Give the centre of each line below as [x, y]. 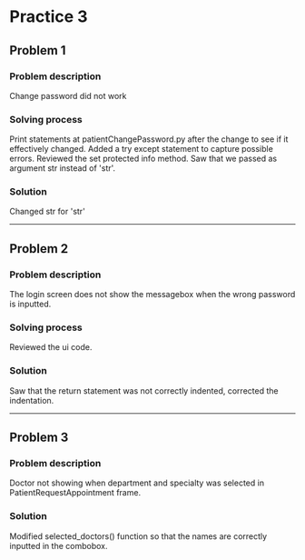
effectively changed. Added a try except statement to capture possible [142, 149]
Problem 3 [39, 438]
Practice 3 [49, 17]
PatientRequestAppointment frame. [75, 493]
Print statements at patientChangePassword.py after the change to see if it [149, 139]
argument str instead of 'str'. [63, 168]
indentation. [32, 400]
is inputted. [30, 304]
